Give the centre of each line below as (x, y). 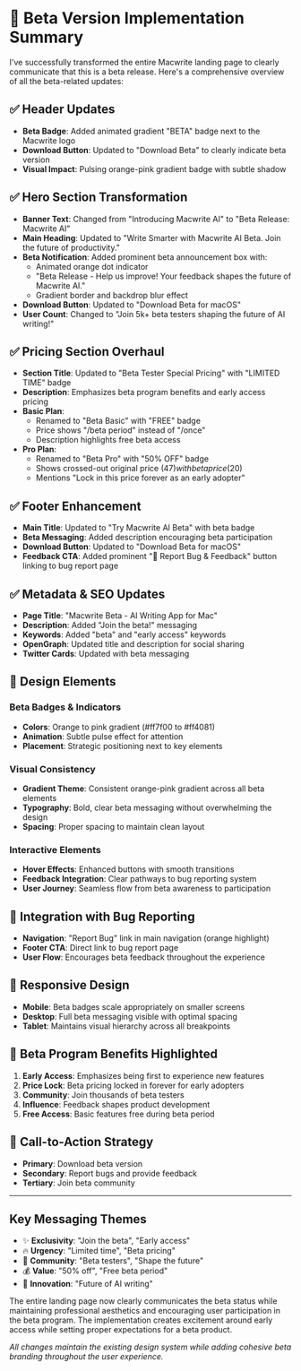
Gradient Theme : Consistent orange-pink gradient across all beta (143, 789)
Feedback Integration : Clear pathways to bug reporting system (139, 879)
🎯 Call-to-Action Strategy (82, 1142)
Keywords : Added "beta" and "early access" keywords (124, 634)
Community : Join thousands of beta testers (103, 1095)
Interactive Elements (55, 849)
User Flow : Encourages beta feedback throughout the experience (144, 957)
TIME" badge (47, 383)
